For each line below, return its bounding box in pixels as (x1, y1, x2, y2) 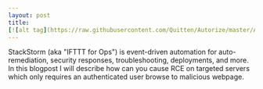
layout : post (8, 11, 51, 20)
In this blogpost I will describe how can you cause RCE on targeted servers (8, 64, 250, 73)
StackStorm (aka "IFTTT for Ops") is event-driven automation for (8, 48, 218, 57)
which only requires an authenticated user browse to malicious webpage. (8, 72, 244, 82)
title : (8, 19, 30, 27)
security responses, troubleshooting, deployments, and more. (50, 55, 249, 65)
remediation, (8, 55, 49, 65)
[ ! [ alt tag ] (8, 26, 47, 34)
